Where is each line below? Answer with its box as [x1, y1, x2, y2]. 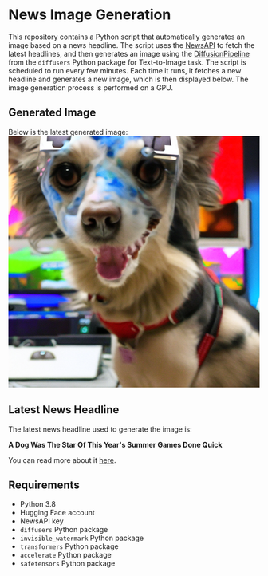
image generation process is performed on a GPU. [8, 82, 174, 93]
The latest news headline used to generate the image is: [8, 424, 193, 434]
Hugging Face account [19, 508, 96, 518]
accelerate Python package [19, 550, 112, 560]
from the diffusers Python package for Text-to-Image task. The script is [8, 57, 247, 67]
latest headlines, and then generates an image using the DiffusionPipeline [8, 49, 250, 58]
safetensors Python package [19, 558, 116, 568]
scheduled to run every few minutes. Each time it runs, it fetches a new [8, 65, 242, 75]
